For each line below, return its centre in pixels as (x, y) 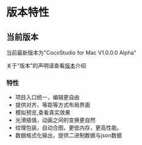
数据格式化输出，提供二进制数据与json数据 (69, 135)
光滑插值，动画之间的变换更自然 (55, 120)
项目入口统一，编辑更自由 (47, 97)
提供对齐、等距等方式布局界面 (52, 105)
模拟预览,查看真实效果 (43, 113)
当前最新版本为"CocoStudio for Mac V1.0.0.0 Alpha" (71, 53)
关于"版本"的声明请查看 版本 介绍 (46, 65)
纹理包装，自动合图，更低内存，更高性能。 (69, 128)
